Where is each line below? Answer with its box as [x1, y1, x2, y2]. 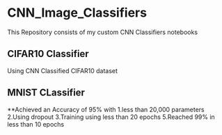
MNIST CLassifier [7, 87, 86, 99]
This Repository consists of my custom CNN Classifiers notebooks [7, 28, 198, 36]
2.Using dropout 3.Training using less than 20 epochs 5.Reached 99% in [7, 113, 216, 121]
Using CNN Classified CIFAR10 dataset [7, 66, 118, 74]
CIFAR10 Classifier [7, 48, 89, 60]
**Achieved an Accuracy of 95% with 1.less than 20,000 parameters [7, 105, 205, 113]
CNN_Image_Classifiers [7, 5, 148, 21]
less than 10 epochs [7, 120, 65, 128]
